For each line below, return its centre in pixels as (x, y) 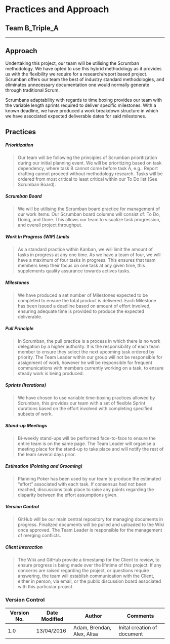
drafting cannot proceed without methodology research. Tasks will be (90, 174)
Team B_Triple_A (32, 28)
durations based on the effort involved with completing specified (85, 409)
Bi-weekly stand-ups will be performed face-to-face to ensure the (87, 438)
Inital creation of (138, 628)
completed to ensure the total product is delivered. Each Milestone (87, 301)
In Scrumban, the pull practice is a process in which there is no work (89, 341)
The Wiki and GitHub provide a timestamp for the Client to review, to (89, 559)
